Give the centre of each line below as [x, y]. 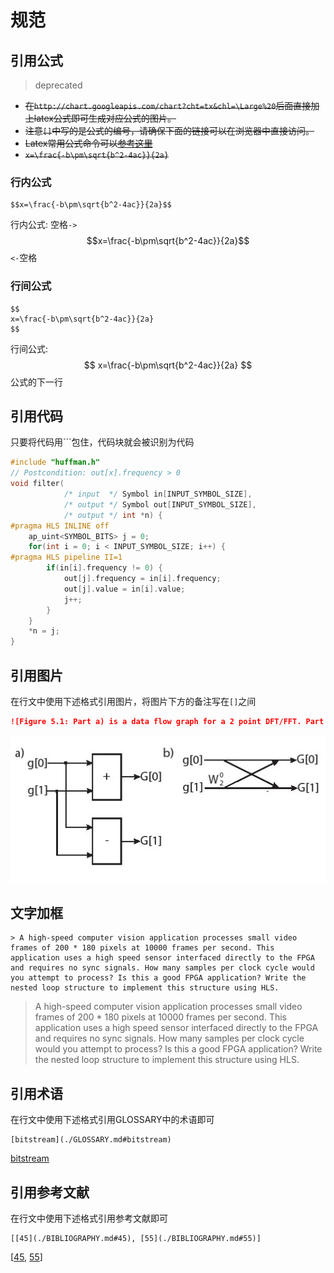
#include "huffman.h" [55, 462]
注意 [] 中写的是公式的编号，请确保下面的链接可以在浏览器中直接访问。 [169, 130]
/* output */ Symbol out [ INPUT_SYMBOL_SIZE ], [160, 504]
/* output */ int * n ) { [113, 515]
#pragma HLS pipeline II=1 [66, 557]
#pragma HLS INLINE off [60, 526]
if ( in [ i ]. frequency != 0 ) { [104, 568]
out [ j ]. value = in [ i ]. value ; [124, 589]
